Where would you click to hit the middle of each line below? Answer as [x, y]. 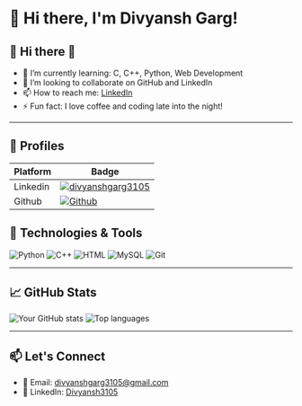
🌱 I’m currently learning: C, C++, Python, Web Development [133, 73]
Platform [33, 172]
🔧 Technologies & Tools [76, 233]
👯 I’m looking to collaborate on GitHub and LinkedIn [117, 83]
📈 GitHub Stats [53, 292]
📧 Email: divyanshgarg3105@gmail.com [95, 383]
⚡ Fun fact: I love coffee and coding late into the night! [122, 106]
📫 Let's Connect [58, 356]
